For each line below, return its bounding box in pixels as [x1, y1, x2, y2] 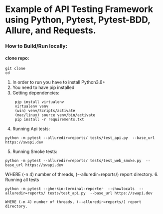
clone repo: [5, 55, 29, 61]
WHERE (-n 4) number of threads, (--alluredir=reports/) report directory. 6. [5, 171, 159, 177]
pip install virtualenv [14, 99, 64, 104]
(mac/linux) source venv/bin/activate [14, 112, 96, 118]
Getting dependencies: [12, 90, 60, 96]
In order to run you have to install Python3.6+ [12, 79, 106, 85]
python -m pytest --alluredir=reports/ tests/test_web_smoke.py [5, 158, 142, 163]
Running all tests [5, 176, 39, 183]
